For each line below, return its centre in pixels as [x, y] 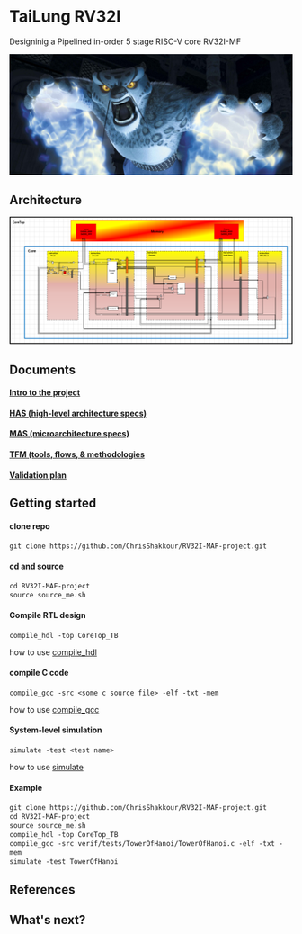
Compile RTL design [48, 615]
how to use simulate [46, 767]
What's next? [48, 920]
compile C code [39, 673]
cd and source [37, 566]
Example [26, 787]
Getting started [53, 503]
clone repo [30, 526]
